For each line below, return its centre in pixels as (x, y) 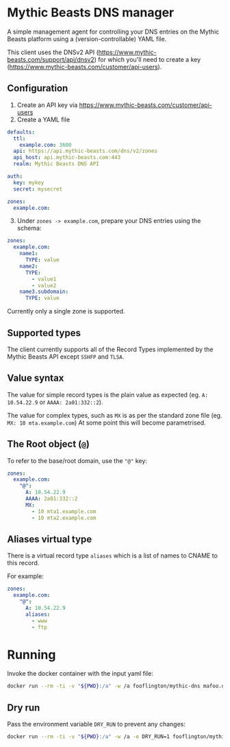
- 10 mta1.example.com (64, 511)
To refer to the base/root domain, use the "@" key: (77, 460)
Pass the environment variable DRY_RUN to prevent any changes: (97, 724)
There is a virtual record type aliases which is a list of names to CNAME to (112, 556)
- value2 (44, 285)
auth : (15, 176)
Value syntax (36, 378)
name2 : (29, 266)
